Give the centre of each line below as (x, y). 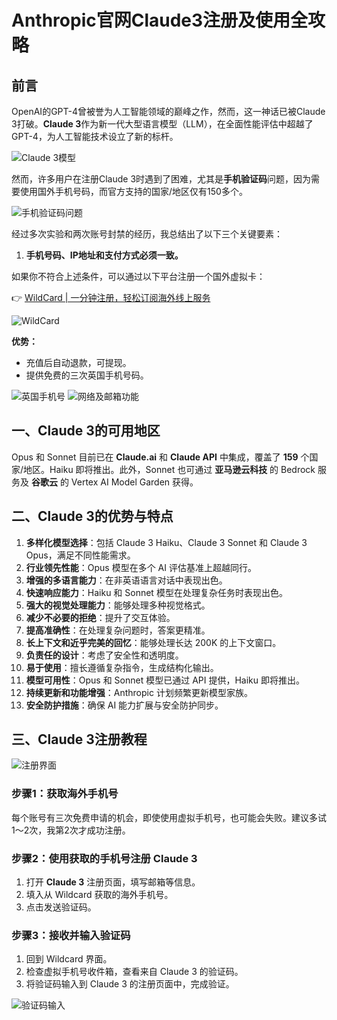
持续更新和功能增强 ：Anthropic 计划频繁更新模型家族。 (139, 692)
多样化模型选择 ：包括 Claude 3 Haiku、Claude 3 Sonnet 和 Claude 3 (166, 542)
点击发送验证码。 (61, 907)
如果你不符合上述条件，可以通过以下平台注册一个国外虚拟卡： (138, 276)
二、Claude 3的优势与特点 (92, 516)
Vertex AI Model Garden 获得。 (134, 482)
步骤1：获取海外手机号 (65, 794)
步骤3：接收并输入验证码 (71, 935)
